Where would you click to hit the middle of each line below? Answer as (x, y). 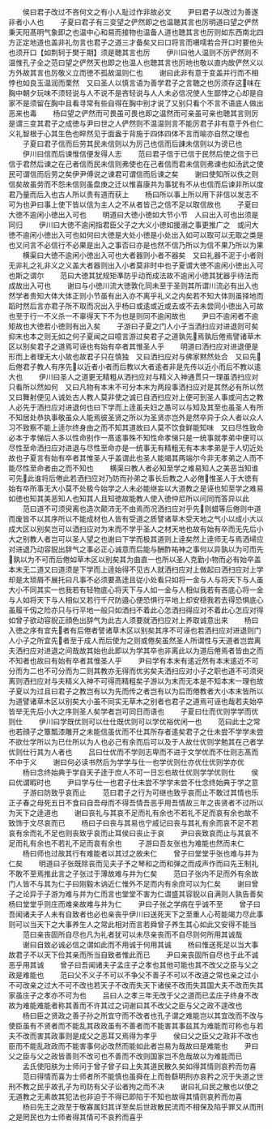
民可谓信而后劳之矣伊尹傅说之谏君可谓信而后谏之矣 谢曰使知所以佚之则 (134, 174)
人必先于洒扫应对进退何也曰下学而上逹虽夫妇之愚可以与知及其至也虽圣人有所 (136, 407)
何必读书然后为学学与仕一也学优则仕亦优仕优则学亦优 (155, 762)
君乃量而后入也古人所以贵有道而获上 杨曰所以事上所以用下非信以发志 (130, 194)
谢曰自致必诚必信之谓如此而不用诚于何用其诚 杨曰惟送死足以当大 (137, 944)
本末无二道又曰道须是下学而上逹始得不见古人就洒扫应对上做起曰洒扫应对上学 (136, 569)
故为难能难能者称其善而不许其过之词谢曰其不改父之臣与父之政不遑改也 (125, 1005)
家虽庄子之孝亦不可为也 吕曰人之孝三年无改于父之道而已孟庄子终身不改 (134, 995)
